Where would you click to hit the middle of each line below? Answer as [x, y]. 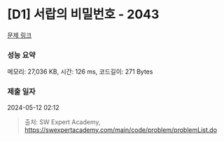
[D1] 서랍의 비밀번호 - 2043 [83, 14]
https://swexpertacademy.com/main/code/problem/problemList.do [121, 130]
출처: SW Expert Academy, [62, 122]
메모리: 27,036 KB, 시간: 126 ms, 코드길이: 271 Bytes [80, 72]
